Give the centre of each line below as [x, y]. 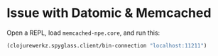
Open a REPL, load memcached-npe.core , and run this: [83, 33]
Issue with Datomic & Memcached [109, 13]
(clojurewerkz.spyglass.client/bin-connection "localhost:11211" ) [107, 45]
